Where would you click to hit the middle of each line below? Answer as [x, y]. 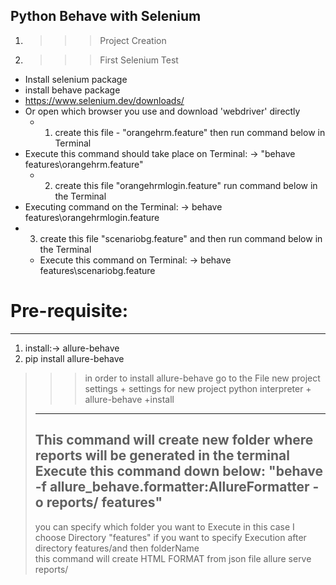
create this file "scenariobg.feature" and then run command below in [181, 238]
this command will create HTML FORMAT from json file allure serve [173, 558]
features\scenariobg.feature [97, 270]
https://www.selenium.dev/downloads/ [104, 100]
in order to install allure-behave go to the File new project [202, 378]
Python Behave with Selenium [106, 16]
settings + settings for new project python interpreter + [198, 388]
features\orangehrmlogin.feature [92, 217]
